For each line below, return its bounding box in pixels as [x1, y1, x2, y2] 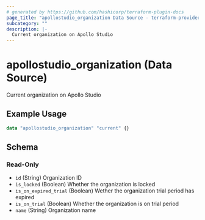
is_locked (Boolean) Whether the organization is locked [15, 181, 156, 188]
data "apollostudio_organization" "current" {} [6, 125, 130, 131]
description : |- [6, 26, 48, 32]
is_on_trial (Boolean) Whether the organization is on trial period [15, 200, 179, 208]
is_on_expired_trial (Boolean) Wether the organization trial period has [15, 187, 195, 194]
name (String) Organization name [15, 207, 96, 214]
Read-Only [6, 160, 40, 169]
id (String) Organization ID [15, 174, 82, 182]
